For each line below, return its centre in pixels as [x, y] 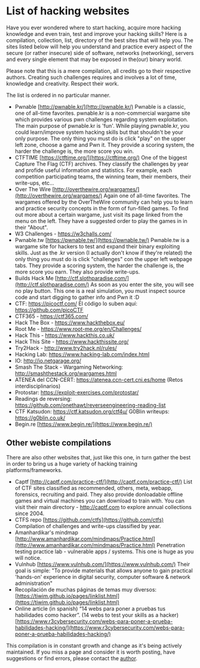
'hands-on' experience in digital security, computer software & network [103, 577]
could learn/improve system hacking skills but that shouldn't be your [99, 132]
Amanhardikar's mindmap [47, 532]
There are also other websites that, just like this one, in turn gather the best [99, 457]
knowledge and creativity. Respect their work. [63, 83]
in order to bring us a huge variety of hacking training [72, 464]
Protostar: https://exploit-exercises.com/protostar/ [77, 392]
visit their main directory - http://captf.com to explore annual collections [103, 507]
